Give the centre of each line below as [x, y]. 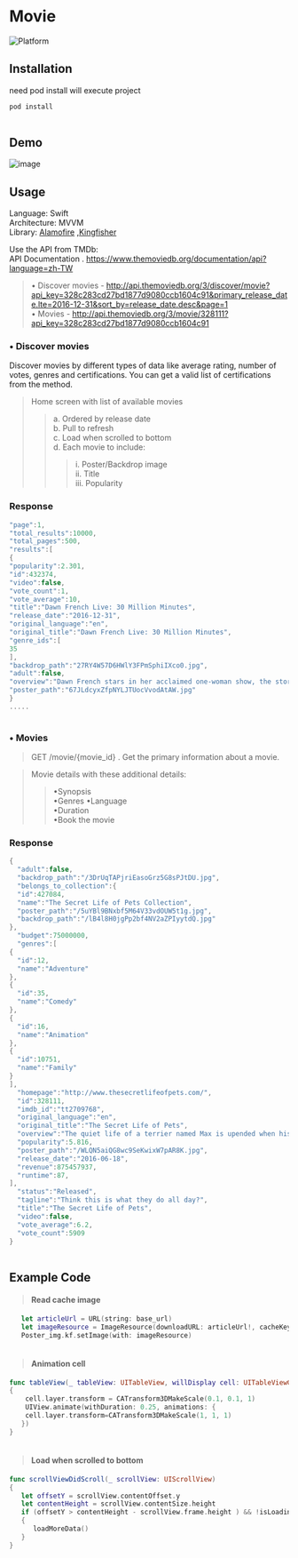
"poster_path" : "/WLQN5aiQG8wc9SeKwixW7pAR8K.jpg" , [113, 1150]
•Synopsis [72, 792]
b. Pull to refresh [83, 428]
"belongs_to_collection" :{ [67, 886]
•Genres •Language [90, 801]
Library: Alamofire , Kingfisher [63, 232]
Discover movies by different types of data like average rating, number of [143, 365]
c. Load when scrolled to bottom [112, 438]
